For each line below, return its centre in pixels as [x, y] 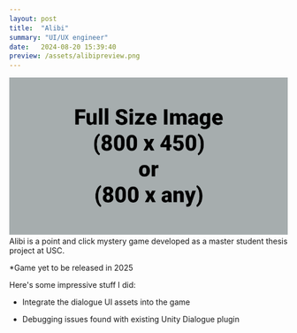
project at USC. [37, 250]
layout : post [33, 19]
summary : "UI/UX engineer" [59, 37]
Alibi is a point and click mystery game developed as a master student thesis [148, 241]
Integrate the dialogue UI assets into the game [106, 302]
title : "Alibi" [39, 28]
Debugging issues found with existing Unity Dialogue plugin [131, 319]
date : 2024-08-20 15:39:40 [63, 47]
